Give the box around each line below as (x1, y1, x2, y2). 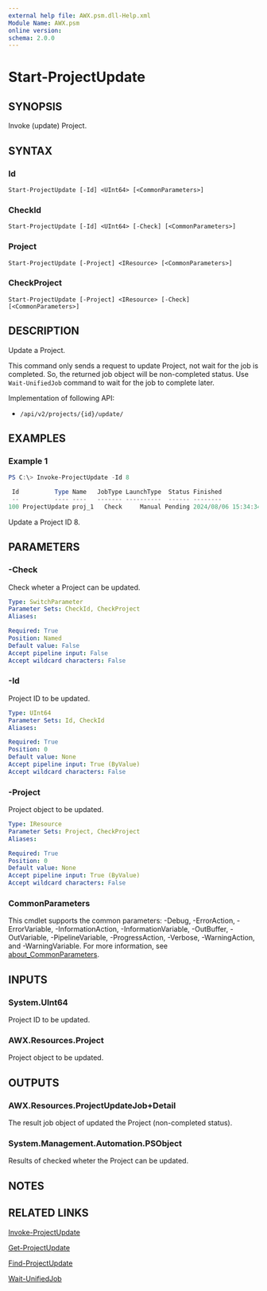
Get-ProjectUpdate (8, 1242, 70, 1252)
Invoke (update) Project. (8, 121, 87, 131)
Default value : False (8, 642, 80, 649)
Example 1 (8, 455, 48, 466)
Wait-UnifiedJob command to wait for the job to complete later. (8, 378, 215, 387)
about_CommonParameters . (8, 950, 100, 959)
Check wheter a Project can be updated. (8, 583, 141, 592)
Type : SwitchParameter (8, 598, 83, 606)
